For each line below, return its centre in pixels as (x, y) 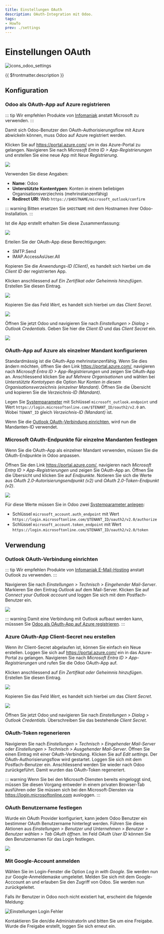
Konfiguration (27, 90)
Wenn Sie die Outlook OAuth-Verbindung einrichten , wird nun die (70, 422)
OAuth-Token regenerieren (38, 733)
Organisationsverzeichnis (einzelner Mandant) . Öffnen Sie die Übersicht (78, 387)
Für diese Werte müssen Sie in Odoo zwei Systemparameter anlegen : (75, 505)
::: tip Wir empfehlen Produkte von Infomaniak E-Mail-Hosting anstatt (75, 570)
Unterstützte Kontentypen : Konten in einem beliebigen (68, 188)
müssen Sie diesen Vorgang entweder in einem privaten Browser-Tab (75, 784)
